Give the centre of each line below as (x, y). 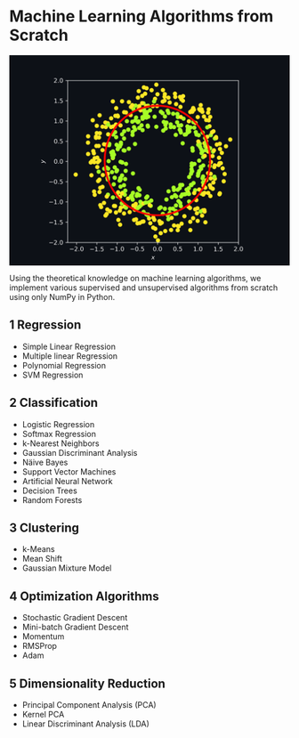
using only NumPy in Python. (62, 296)
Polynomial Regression (64, 365)
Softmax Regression (59, 434)
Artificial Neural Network (67, 481)
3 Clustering (44, 527)
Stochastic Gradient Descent (75, 618)
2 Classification (54, 403)
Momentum (43, 637)
